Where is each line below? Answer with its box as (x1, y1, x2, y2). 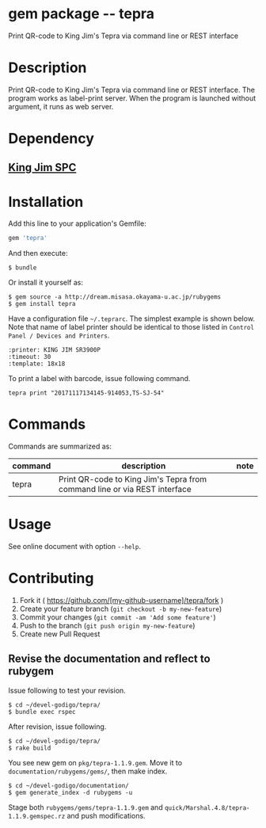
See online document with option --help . (8, 542, 141, 551)
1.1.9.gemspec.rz (8, 812, 66, 820)
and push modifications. (66, 811, 146, 820)
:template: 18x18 (8, 360, 66, 368)
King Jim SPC (8, 161, 77, 174)
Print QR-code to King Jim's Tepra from (58, 474, 207, 485)
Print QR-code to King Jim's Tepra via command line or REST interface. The (8, 85, 256, 94)
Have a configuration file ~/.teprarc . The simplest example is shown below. (8, 314, 256, 323)
